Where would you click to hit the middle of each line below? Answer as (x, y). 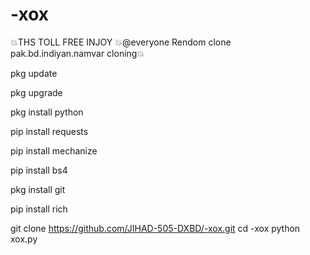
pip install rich (39, 209)
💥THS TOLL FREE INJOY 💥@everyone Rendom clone (121, 42)
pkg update (34, 73)
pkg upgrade (36, 92)
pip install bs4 (39, 170)
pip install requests (49, 131)
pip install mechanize (54, 150)
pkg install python (47, 112)
